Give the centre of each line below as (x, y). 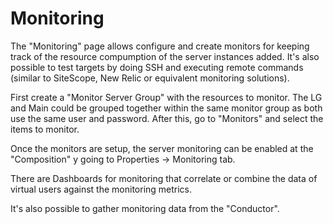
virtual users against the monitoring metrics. (101, 189)
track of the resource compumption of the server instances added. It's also (165, 56)
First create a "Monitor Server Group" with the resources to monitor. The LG (166, 97)
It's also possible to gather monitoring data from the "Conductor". (145, 208)
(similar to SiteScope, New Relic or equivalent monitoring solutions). (150, 78)
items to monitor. (45, 129)
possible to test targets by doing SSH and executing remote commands (157, 67)
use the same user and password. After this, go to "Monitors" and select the (167, 118)
